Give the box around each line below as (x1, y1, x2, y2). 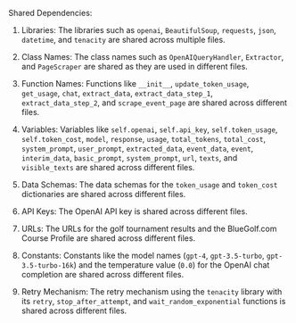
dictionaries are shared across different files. (21, 189, 186, 199)
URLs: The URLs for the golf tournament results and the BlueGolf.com (21, 223, 277, 234)
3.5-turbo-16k (21, 261, 74, 270)
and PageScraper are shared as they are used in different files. (21, 62, 249, 71)
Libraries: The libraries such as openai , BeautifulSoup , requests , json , (21, 25, 277, 35)
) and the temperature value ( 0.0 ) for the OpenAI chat (73, 260, 270, 270)
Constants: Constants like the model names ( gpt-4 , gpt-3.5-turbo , (21, 250, 265, 261)
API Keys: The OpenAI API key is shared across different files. (21, 206, 248, 217)
